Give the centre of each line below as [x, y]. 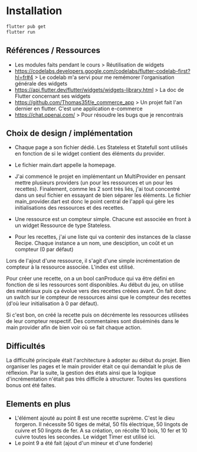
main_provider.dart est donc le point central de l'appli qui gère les [94, 202]
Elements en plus [38, 404]
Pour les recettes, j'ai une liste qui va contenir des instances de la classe [103, 237]
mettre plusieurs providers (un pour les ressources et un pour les [93, 183]
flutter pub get [26, 27]
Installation [34, 11]
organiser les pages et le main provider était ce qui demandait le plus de [94, 367]
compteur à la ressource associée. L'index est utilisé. [70, 267]
